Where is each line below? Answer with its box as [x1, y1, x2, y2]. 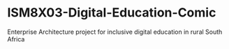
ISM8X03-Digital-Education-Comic [7, 5, 216, 21]
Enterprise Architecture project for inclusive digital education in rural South [7, 28, 223, 36]
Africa [7, 35, 25, 43]
